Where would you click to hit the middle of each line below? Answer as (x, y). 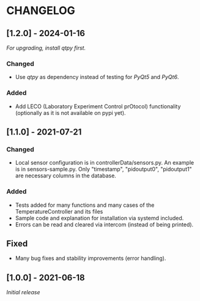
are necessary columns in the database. (65, 176)
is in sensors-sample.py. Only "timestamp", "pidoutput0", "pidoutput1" (103, 169)
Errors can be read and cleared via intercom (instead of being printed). (104, 225)
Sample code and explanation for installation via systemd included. (99, 218)
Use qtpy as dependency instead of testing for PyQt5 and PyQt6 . (97, 77)
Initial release (23, 292)
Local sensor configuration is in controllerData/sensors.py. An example (105, 163)
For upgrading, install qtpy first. (46, 48)
